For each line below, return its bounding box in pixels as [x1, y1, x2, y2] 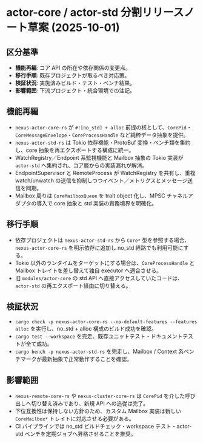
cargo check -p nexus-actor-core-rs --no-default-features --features [15, 319, 198, 325]
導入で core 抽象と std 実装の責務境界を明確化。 [36, 199, 158, 207]
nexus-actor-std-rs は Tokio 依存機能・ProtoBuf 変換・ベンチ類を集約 [15, 139, 191, 146]
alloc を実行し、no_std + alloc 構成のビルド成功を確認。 [15, 325, 158, 332]
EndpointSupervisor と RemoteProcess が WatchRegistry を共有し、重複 [15, 169, 196, 176]
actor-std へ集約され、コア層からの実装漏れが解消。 [15, 162, 148, 169]
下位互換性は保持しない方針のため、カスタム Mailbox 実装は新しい [15, 408, 182, 415]
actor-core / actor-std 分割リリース [6, 5, 184, 19]
